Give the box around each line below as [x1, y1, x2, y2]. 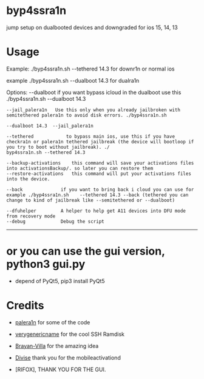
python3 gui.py [6, 258, 86, 271]
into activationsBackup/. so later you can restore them [6, 165, 154, 171]
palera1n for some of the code [15, 318, 90, 326]
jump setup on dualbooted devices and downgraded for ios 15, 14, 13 [6, 24, 178, 31]
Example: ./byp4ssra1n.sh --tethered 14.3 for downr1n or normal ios [6, 65, 175, 72]
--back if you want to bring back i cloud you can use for [6, 186, 194, 193]
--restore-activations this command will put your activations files [6, 171, 191, 177]
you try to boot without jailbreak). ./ [6, 144, 110, 150]
